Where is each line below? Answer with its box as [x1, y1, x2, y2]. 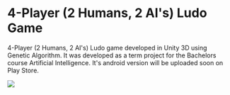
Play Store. [7, 66, 39, 74]
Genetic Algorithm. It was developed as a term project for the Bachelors [7, 51, 217, 60]
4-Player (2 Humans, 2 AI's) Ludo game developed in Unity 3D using [7, 43, 207, 52]
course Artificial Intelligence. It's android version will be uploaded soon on [7, 58, 224, 67]
